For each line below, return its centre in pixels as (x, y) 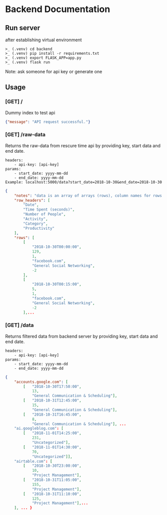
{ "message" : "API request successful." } (48, 122)
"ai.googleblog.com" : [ (39, 429)
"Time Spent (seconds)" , (49, 210)
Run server (23, 28)
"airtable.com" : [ (33, 461)
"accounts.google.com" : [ (41, 382)
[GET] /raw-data (25, 135)
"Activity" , (36, 219)
